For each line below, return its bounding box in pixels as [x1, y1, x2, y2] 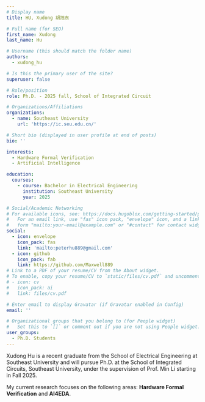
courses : [12, 177, 34, 184]
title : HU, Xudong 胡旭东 [6, 15, 70, 21]
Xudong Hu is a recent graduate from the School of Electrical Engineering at [6, 352, 198, 359]
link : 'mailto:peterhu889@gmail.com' [17, 245, 113, 251]
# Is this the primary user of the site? [6, 70, 113, 76]
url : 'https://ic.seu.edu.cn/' [17, 121, 97, 127]
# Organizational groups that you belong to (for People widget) [6, 318, 176, 324]
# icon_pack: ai [6, 285, 53, 291]
